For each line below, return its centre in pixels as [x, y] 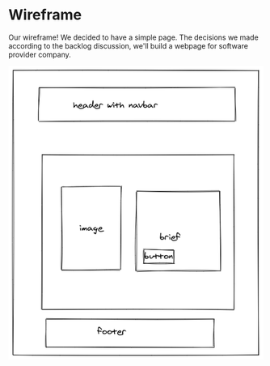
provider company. [40, 54]
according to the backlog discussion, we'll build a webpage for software [129, 45]
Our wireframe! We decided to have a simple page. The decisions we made [133, 37]
